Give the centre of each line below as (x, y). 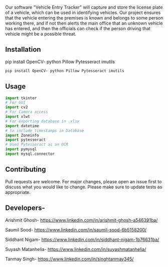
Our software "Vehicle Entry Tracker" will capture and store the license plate (84, 7)
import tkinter (21, 98)
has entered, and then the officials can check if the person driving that (78, 29)
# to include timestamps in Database (45, 130)
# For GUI (16, 103)
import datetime (22, 126)
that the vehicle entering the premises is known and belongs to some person (84, 18)
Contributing (26, 170)
